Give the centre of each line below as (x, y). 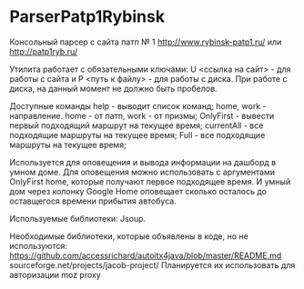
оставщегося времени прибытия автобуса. (93, 201)
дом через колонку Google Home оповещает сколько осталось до (138, 191)
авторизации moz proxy (56, 274)
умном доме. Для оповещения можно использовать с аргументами (142, 172)
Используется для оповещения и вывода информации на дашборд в (143, 162)
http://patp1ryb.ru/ (44, 51)
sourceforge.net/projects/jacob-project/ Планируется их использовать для (152, 264)
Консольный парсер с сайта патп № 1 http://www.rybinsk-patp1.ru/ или (146, 42)
